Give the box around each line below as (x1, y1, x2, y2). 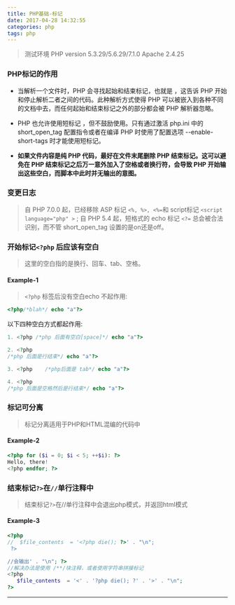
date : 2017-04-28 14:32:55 (7, 17, 86, 24)
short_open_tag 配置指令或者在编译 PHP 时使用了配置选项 (17, 128, 184, 136)
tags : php (7, 29, 36, 37)
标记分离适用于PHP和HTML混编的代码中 (24, 420, 141, 428)
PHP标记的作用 (7, 69, 58, 79)
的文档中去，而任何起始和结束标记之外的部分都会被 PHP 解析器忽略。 (17, 104, 218, 112)
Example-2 (7, 436, 40, 445)
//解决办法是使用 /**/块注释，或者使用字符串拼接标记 (7, 564, 144, 571)
